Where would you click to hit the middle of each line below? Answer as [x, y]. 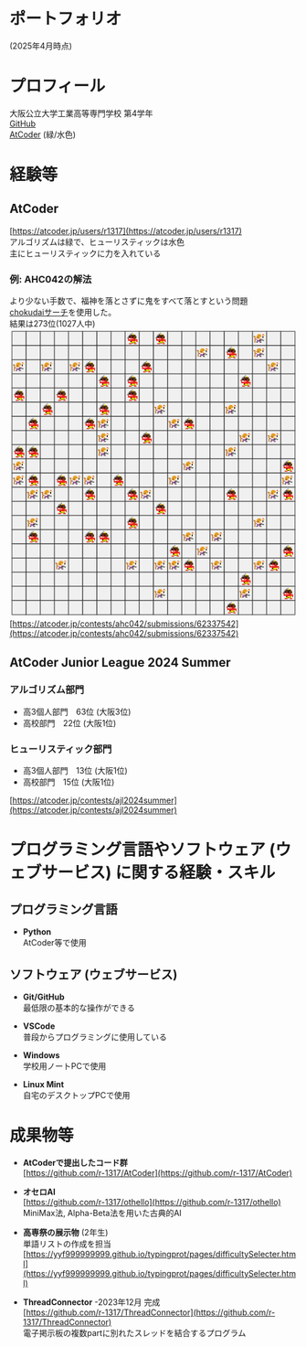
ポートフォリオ [66, 19]
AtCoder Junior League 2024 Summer [120, 663]
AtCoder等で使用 [54, 943]
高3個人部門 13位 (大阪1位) [75, 771]
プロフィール [58, 86]
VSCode [39, 1026]
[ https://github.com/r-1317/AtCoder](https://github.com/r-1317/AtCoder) [157, 1172]
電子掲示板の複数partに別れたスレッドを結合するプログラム [134, 1332]
